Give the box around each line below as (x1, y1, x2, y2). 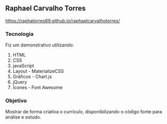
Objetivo (5, 97, 27, 104)
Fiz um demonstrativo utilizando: (5, 42, 74, 48)
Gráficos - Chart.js (12, 73, 52, 80)
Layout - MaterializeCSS (12, 68, 64, 75)
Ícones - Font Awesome (12, 84, 63, 91)
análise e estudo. (5, 114, 41, 120)
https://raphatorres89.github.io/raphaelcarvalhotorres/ (5, 17, 120, 23)
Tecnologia (5, 30, 34, 37)
